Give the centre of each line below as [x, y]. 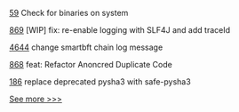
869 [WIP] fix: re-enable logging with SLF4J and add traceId [120, 30]
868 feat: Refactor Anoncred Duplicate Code [91, 64]
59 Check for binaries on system [69, 13]
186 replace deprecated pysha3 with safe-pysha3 [100, 82]
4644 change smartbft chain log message [86, 47]
